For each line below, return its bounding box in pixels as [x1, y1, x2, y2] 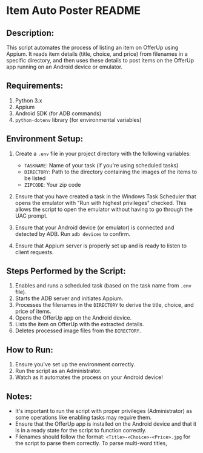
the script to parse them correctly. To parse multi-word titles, [15, 440, 168, 447]
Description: [6, 28, 55, 38]
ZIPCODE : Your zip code [24, 181, 81, 188]
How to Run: [6, 344, 53, 355]
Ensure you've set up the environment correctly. [15, 361, 136, 368]
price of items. [15, 307, 52, 315]
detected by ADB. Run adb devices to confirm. [15, 230, 131, 237]
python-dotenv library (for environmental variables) [15, 116, 142, 123]
